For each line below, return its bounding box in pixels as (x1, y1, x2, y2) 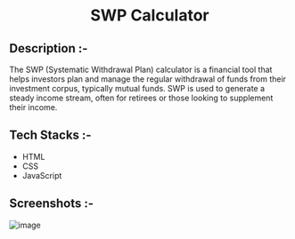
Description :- (9, 41, 88, 56)
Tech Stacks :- (9, 128, 92, 143)
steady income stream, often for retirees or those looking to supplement (9, 92, 274, 103)
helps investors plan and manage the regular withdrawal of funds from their (9, 74, 287, 84)
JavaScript (21, 170, 62, 180)
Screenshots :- (9, 196, 94, 211)
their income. (9, 102, 58, 112)
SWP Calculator (90, 5, 209, 26)
